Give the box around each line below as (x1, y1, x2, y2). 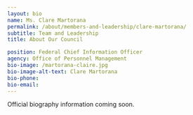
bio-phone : (7, 75, 39, 82)
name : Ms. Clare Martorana (7, 17, 86, 24)
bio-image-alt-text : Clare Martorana (7, 68, 118, 75)
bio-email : (7, 81, 39, 88)
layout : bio (7, 10, 42, 17)
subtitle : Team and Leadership (7, 29, 99, 37)
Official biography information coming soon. (7, 100, 135, 109)
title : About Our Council (7, 36, 83, 43)
